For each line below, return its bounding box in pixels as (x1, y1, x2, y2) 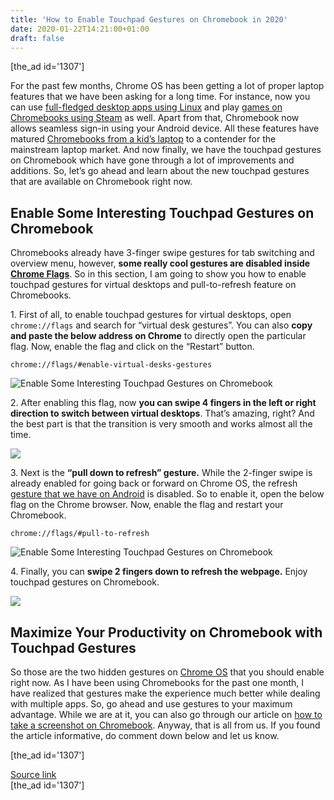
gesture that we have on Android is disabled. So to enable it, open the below (10, 488, 325, 500)
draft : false (10, 33, 65, 43)
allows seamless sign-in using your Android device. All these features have (10, 122, 320, 135)
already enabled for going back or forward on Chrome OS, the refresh (10, 477, 298, 490)
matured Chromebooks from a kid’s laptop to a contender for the (10, 133, 277, 145)
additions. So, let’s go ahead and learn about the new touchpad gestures (10, 165, 310, 177)
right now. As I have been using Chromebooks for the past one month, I (10, 677, 305, 688)
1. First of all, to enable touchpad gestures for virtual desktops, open (10, 309, 292, 321)
